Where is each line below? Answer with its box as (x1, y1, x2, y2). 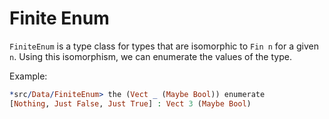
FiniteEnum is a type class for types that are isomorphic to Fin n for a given (9, 40, 319, 52)
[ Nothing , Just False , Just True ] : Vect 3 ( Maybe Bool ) (9, 98, 252, 109)
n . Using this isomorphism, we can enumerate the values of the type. (9, 50, 292, 62)
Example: (9, 70, 48, 82)
